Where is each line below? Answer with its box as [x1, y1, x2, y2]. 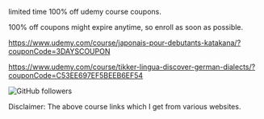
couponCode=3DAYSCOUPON [8, 47, 111, 55]
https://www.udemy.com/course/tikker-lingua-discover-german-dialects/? [8, 62, 256, 72]
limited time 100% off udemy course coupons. [8, 7, 161, 16]
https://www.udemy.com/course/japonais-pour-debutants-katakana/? [8, 38, 241, 47]
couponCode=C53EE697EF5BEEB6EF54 [8, 71, 144, 80]
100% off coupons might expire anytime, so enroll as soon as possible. [8, 23, 244, 31]
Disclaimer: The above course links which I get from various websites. [8, 102, 241, 111]
